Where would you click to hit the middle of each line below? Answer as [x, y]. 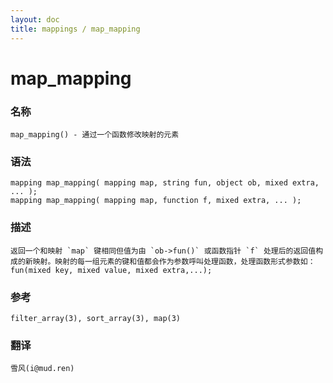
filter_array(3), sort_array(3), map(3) [96, 318]
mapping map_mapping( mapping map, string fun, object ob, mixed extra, [165, 183]
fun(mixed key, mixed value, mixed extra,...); [111, 270]
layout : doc [35, 19]
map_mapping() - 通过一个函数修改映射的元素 [95, 134]
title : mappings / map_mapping [75, 29]
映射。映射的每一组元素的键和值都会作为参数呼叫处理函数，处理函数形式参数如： [174, 261]
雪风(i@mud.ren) [42, 369]
